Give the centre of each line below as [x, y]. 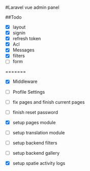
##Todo [13, 17]
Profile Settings [29, 92]
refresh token [27, 39]
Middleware [25, 81]
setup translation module [39, 132]
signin [19, 33]
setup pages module [34, 122]
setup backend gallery [36, 153]
